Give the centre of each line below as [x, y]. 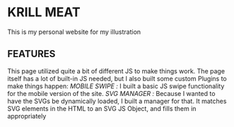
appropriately [27, 116]
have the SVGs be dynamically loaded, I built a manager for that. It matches [117, 101]
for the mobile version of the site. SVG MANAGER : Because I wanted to [111, 93]
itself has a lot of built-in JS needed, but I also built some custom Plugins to [117, 78]
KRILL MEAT [44, 12]
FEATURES [31, 54]
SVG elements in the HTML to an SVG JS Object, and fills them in [102, 108]
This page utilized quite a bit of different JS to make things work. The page [116, 71]
